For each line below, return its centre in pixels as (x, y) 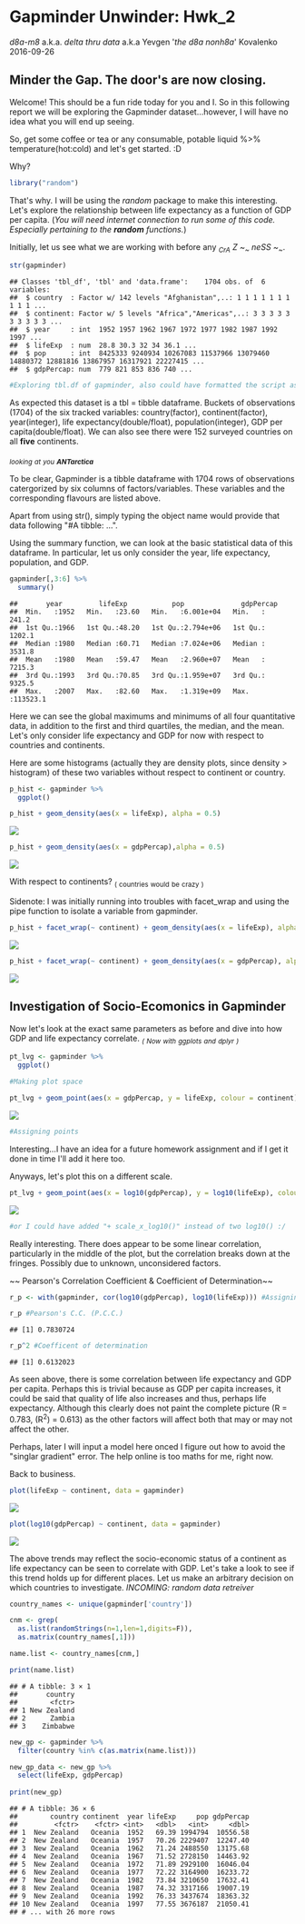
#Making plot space (46, 1082)
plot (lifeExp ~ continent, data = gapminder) (97, 1490)
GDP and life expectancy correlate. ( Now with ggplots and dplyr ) (124, 1039)
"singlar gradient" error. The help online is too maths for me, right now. (142, 1456)
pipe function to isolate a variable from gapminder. (103, 912)
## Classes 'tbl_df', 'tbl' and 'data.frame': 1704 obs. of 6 (138, 282)
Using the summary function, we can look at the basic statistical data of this (151, 543)
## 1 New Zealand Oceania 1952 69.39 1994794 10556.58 (129, 1833)
